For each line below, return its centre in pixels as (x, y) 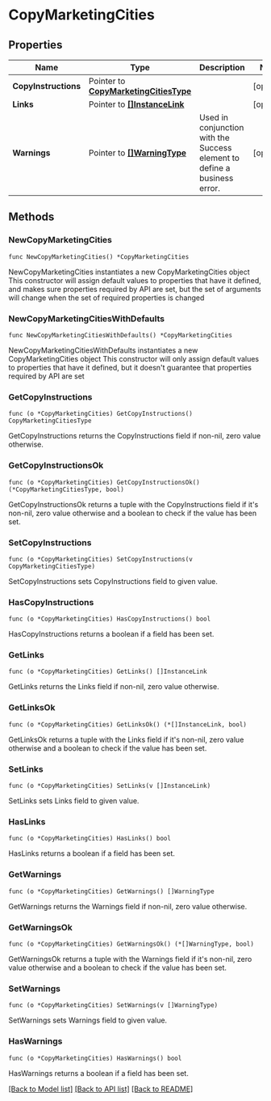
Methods (31, 217)
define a (215, 168)
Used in (213, 117)
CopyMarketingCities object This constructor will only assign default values (134, 358)
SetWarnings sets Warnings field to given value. (88, 1020)
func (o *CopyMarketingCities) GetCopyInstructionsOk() (104, 482)
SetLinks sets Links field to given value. (74, 801)
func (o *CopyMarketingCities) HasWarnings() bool (95, 1058)
